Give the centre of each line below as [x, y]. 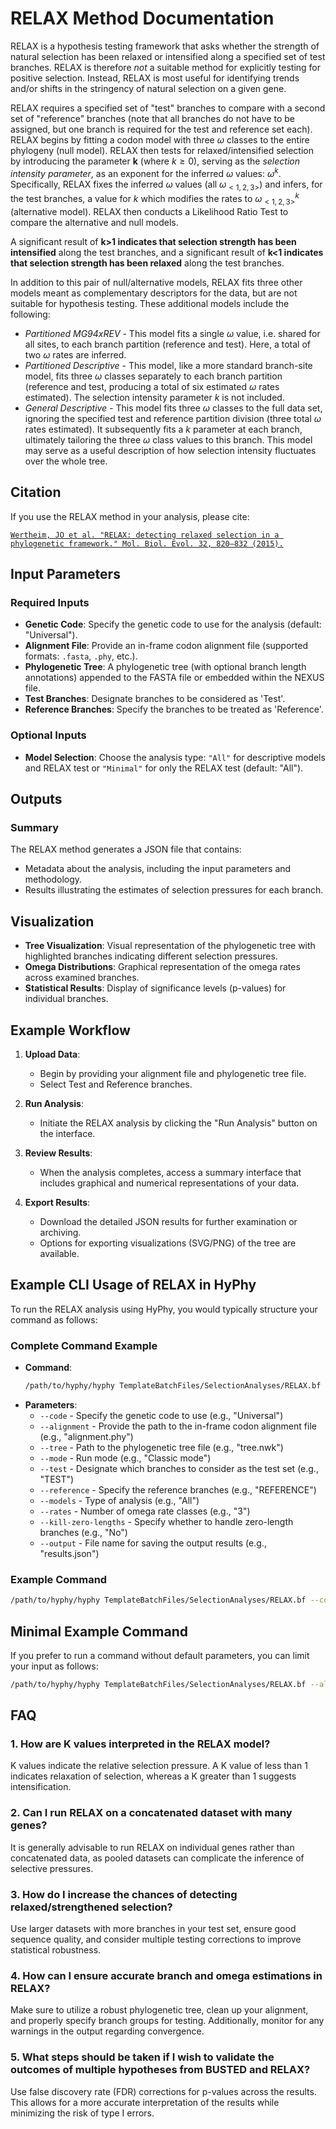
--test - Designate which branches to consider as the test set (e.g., [179, 1468]
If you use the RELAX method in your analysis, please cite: [130, 516]
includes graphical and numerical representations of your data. [169, 1183]
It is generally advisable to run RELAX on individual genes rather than [152, 1847]
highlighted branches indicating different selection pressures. [151, 956]
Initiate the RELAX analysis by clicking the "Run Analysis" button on [178, 1123]
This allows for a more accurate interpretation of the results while [145, 2102]
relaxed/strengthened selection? [91, 1907]
